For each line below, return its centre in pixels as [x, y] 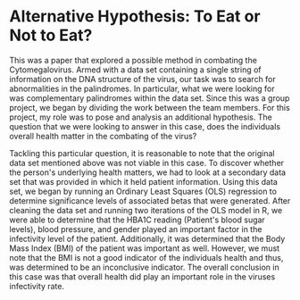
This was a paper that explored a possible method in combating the [133, 60]
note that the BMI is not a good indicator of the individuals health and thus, [146, 257]
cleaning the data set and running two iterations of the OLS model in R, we [146, 210]
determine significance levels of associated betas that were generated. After [150, 200]
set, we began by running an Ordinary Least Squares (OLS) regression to [143, 191]
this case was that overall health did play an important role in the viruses [142, 276]
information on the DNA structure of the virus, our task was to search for [143, 79]
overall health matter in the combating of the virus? [103, 136]
